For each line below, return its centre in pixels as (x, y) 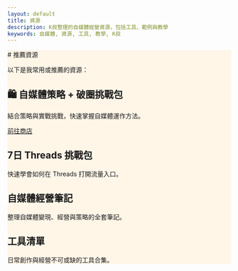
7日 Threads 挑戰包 (50, 156)
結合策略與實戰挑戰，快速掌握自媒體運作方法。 (76, 116)
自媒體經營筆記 (40, 198)
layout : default (31, 14)
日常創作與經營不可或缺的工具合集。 (60, 260)
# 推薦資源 (23, 55)
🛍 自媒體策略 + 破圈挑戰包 (65, 94)
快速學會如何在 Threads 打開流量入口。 (65, 174)
